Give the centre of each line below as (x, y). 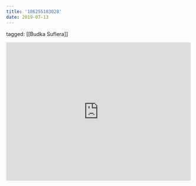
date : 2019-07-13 (27, 17)
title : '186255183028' (34, 12)
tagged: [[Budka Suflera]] (37, 34)
